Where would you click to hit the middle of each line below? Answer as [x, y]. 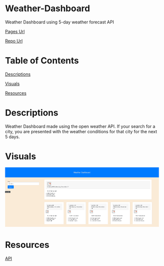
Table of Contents [42, 61]
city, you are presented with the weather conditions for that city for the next [81, 131]
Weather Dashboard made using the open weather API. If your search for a [80, 126]
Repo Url [14, 41]
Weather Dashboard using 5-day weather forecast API [60, 22]
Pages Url [15, 31]
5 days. [12, 137]
